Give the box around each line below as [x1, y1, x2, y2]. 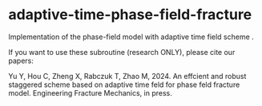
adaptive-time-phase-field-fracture [8, 6, 252, 24]
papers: [8, 56, 34, 65]
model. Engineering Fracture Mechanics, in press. [8, 88, 172, 97]
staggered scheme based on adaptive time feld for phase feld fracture [8, 80, 240, 89]
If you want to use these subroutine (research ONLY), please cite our [8, 47, 236, 57]
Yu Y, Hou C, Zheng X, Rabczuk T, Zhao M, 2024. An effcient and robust [8, 71, 247, 80]
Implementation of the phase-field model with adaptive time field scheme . [8, 32, 254, 41]
